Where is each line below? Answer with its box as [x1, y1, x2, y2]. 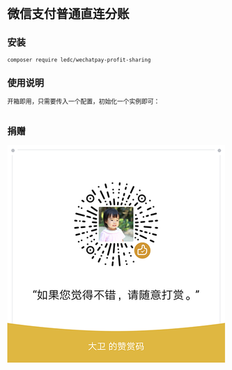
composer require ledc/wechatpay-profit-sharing [7, 56, 151, 63]
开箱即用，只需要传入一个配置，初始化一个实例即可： [7, 97, 160, 105]
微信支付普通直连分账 [7, 6, 130, 22]
